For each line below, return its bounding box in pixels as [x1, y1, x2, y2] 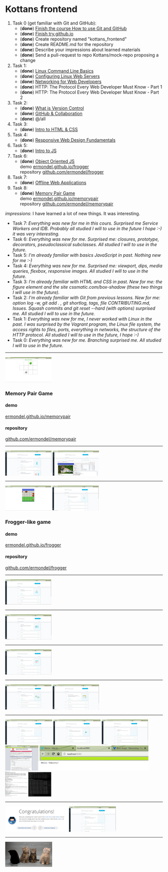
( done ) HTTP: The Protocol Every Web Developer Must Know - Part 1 [19, 84, 162, 90]
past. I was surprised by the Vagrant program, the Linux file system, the [12, 321, 161, 327]
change [19, 57, 36, 63]
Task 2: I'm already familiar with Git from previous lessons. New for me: [12, 294, 160, 301]
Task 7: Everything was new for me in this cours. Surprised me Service [12, 220, 158, 226]
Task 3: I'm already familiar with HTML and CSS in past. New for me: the [12, 279, 162, 285]
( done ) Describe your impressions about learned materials [19, 47, 141, 53]
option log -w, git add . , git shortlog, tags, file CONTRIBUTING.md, [12, 300, 151, 306]
